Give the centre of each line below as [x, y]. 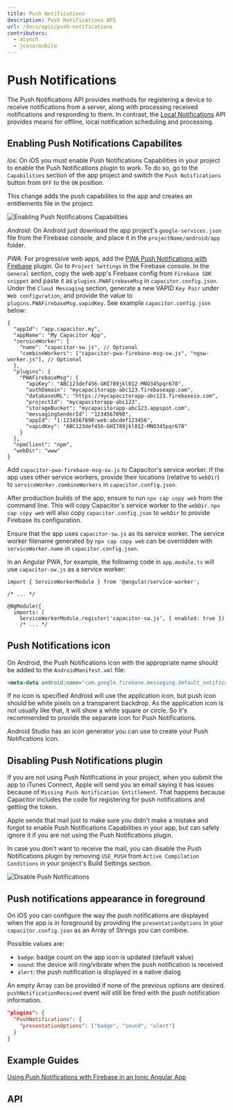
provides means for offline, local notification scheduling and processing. [110, 122]
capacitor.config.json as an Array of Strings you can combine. [98, 930]
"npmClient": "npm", [43, 444]
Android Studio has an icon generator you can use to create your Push [107, 731]
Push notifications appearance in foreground [106, 898]
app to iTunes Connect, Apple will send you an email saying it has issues [111, 785]
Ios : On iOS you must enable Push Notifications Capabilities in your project [114, 160]
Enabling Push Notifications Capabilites [95, 144]
